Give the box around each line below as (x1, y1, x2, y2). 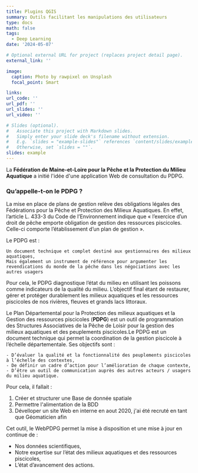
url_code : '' (6, 96, 38, 101)
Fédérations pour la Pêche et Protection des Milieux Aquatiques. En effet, (6, 207, 184, 214)
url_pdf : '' (6, 101, 35, 107)
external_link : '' (6, 57, 51, 64)
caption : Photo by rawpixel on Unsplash (11, 74, 112, 80)
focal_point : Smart (11, 79, 60, 86)
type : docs (6, 19, 33, 25)
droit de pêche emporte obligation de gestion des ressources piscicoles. (6, 219, 182, 226)
